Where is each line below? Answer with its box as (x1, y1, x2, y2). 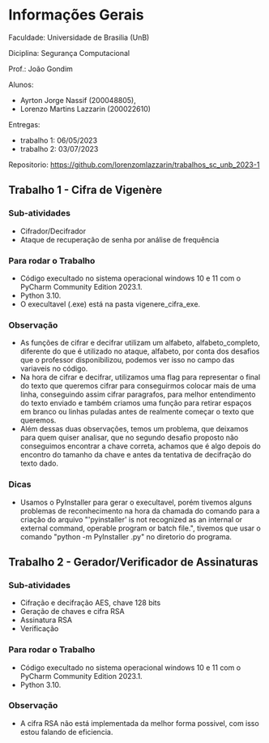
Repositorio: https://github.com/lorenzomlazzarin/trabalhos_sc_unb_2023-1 (8, 160, 260, 170)
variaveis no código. (19, 363, 88, 374)
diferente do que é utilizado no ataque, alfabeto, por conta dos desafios (19, 346, 260, 356)
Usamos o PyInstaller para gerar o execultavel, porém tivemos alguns (19, 497, 253, 507)
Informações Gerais (8, 6, 144, 24)
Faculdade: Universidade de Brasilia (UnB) (8, 32, 150, 42)
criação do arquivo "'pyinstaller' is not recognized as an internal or (19, 514, 243, 524)
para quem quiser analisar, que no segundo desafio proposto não (19, 432, 239, 443)
